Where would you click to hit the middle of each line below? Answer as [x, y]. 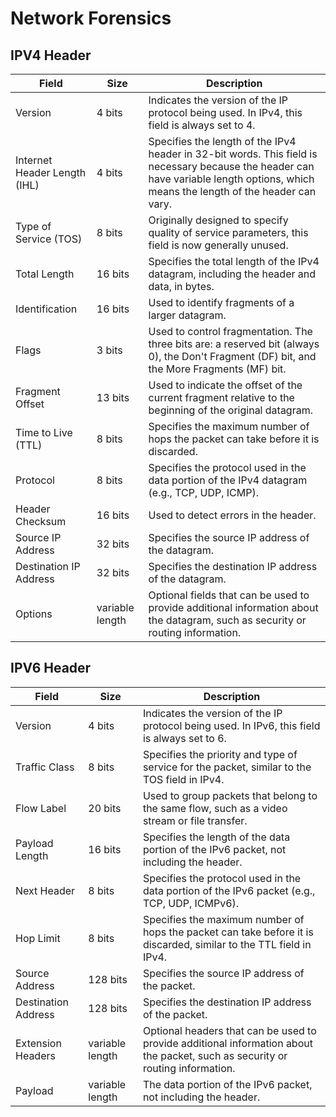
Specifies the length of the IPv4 [222, 141]
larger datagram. [187, 315]
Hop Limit [38, 938]
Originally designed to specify [218, 220]
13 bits [113, 397]
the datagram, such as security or [227, 620]
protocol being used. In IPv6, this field [231, 725]
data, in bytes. [181, 286]
